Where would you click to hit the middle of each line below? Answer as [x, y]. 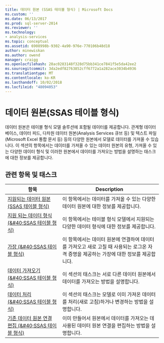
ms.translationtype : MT [29, 73]
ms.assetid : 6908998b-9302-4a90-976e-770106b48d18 [58, 46]
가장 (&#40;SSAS [27, 247]
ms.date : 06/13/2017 [26, 19]
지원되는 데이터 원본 [29, 199]
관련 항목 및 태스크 [31, 174]
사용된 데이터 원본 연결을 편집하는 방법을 [106, 326]
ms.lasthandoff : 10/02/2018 [34, 82]
